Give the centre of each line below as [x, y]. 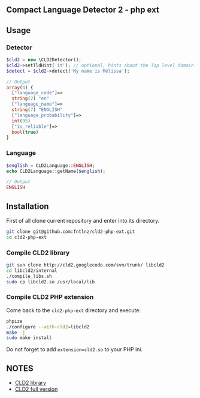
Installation [28, 206]
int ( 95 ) [21, 121]
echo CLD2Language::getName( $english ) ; [56, 171]
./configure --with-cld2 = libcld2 [48, 327]
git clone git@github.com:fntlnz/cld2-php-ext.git [71, 231]
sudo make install [29, 338]
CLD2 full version [36, 389]
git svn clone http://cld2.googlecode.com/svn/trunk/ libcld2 [85, 265]
